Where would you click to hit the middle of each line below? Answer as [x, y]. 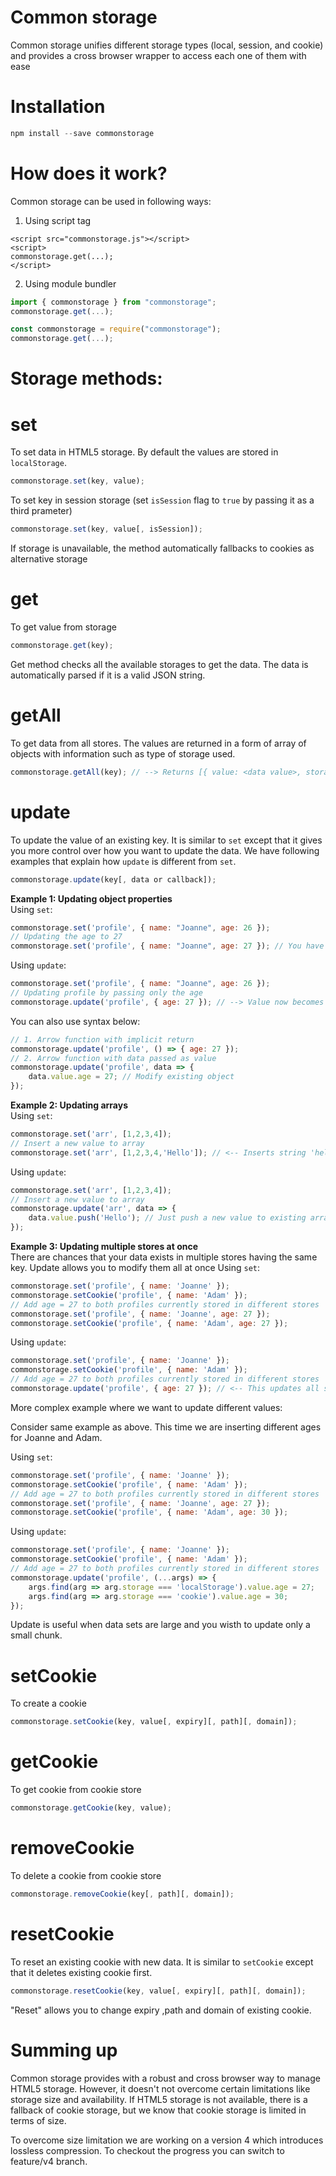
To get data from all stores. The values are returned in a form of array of [158, 743]
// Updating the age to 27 [66, 937]
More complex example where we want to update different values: [146, 1407]
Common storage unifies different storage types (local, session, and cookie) [167, 45]
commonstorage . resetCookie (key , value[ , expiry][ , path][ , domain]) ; [158, 1991]
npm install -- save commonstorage [82, 133]
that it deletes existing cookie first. [81, 1972]
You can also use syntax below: [75, 1021]
